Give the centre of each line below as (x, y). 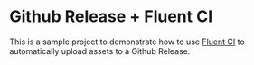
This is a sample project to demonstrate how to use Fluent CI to (127, 42)
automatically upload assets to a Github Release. (100, 51)
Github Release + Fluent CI (111, 17)
